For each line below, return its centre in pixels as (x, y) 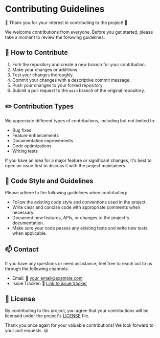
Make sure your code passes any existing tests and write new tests (80, 228)
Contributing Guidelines (55, 9)
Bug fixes (22, 130)
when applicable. (29, 233)
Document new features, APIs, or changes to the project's (70, 218)
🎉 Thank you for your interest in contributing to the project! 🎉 (66, 23)
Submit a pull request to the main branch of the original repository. (79, 90)
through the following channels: (37, 269)
